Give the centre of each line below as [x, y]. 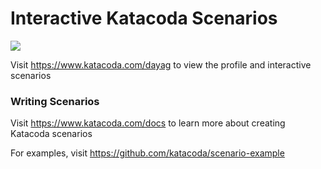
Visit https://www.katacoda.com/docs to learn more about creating [148, 123]
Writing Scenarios [55, 101]
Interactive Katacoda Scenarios [144, 18]
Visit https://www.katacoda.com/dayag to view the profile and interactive [161, 64]
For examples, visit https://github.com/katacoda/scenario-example [147, 153]
